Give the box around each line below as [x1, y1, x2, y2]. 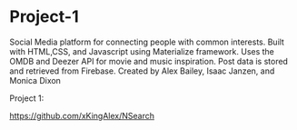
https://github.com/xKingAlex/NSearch [9, 110, 155, 121]
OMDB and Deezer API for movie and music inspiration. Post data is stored [9, 55, 289, 66]
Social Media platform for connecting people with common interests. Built [9, 36, 284, 47]
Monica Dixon [9, 75, 62, 85]
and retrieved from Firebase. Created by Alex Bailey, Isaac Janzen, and [9, 65, 275, 76]
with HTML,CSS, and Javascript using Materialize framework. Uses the [9, 45, 275, 56]
